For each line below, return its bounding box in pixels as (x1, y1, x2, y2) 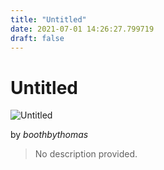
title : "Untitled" (10, 14, 87, 25)
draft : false (10, 33, 65, 43)
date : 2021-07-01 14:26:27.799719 (10, 24, 155, 34)
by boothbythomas (10, 129, 89, 141)
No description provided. (34, 148, 138, 160)
